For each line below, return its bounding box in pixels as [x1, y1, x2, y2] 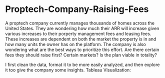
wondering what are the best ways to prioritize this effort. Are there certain [5, 46, 159, 52]
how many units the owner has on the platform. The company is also [5, 41, 146, 47]
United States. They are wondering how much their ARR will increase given [5, 25, 159, 31]
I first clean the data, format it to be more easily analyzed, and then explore [5, 61, 160, 67]
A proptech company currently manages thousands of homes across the [5, 20, 155, 26]
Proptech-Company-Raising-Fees [5, 3, 149, 15]
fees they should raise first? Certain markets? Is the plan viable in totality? [5, 51, 157, 58]
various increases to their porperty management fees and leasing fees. [5, 30, 151, 36]
